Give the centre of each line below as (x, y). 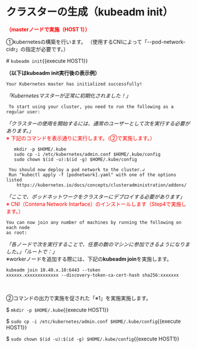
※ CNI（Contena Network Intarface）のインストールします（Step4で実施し (96, 204)
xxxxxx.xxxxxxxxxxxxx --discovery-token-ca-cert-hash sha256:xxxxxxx (93, 275)
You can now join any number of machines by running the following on (94, 222)
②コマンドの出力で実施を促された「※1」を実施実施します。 (79, 298)
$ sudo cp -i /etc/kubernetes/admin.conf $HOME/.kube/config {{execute (94, 321)
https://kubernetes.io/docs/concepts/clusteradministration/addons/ (102, 185)
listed (14, 180)
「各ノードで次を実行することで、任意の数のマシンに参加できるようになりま (98, 244)
